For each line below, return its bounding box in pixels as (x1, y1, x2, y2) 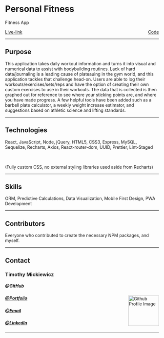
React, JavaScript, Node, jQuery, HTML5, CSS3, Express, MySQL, (5, 139, 137, 145)
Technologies (5, 126, 48, 135)
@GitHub (5, 283, 24, 289)
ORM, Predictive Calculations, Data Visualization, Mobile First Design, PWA (5, 196, 155, 201)
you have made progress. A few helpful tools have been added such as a (5, 97, 152, 103)
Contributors (5, 219, 45, 228)
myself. (5, 238, 20, 243)
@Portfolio (5, 295, 28, 301)
